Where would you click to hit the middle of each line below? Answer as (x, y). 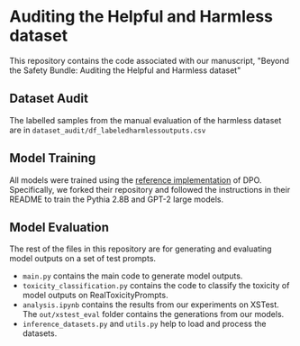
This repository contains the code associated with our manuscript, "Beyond (150, 60)
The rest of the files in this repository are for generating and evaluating (141, 249)
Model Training (53, 158)
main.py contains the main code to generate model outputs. (132, 276)
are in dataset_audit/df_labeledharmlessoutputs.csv (108, 130)
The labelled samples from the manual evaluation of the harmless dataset (145, 120)
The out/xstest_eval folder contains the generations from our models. (153, 314)
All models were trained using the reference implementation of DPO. (136, 180)
